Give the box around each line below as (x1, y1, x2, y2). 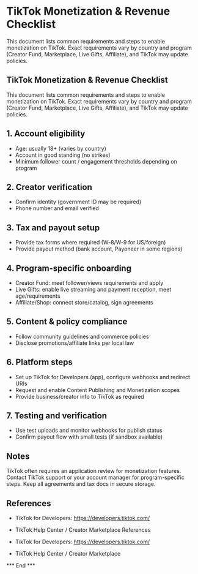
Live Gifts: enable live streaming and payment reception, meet (15, 286, 172, 293)
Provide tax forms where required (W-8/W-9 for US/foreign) (15, 239, 166, 246)
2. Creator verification (6, 182, 93, 192)
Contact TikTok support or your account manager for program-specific (6, 474, 185, 481)
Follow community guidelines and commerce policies (15, 333, 149, 340)
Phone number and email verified (15, 205, 100, 212)
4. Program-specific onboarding (6, 263, 131, 273)
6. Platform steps (6, 357, 73, 368)
